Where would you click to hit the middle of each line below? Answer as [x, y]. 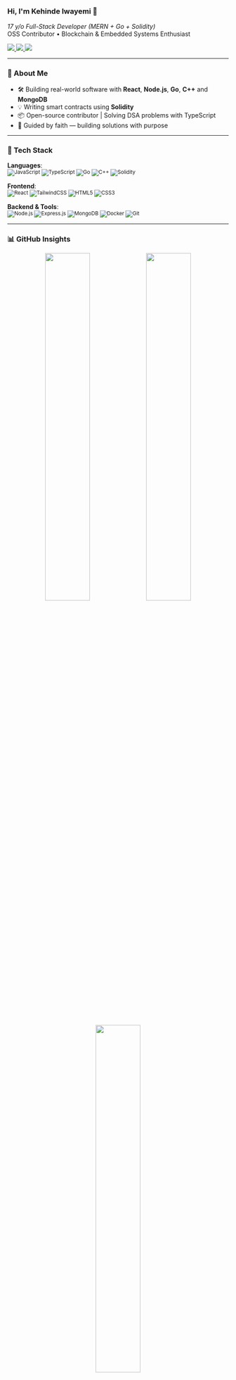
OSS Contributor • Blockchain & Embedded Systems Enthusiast [99, 34]
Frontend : [22, 186]
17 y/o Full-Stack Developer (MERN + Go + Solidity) [81, 27]
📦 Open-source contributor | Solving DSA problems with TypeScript [117, 115]
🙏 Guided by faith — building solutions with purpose [93, 125]
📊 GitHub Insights [39, 239]
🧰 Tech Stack [30, 150]
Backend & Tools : [33, 206]
